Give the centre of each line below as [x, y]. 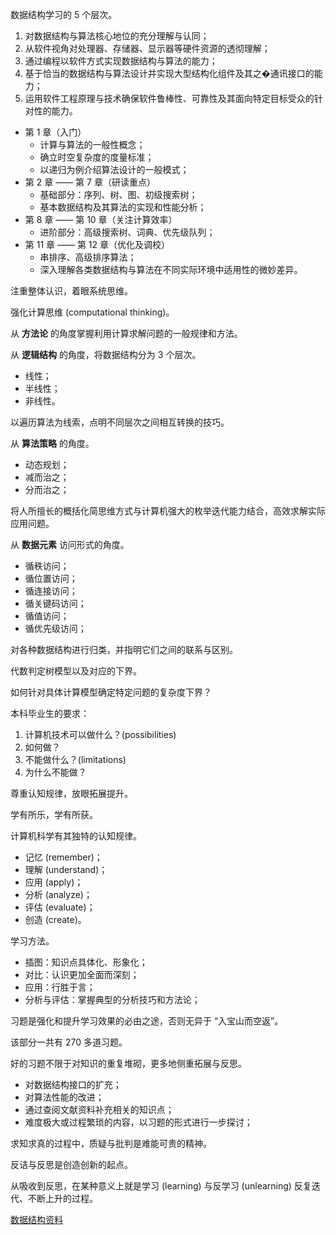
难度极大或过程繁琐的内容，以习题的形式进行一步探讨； [138, 1122]
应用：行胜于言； [60, 987]
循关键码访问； [55, 603]
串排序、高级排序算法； [88, 257]
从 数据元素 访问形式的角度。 [70, 544]
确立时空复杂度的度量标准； [97, 157]
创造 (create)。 [55, 919]
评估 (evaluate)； [60, 907]
